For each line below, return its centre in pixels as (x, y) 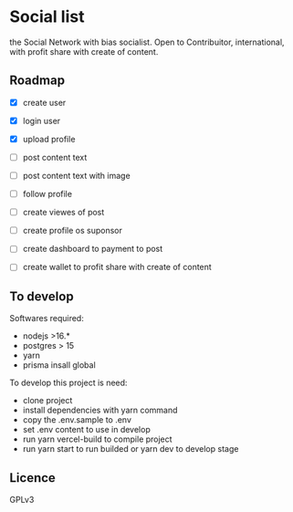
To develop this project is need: (68, 383)
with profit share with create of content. (84, 51)
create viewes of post (63, 213)
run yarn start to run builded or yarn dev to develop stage (131, 449)
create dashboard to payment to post (93, 249)
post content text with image (76, 176)
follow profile (47, 194)
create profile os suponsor (73, 231)
